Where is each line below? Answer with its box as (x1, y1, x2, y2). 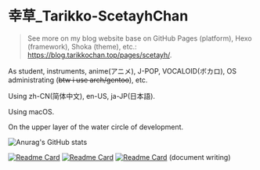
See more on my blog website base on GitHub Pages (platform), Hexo (27, 33, 252, 43)
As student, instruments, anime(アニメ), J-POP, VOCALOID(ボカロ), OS (8, 66, 237, 75)
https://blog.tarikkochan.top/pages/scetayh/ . (27, 50, 172, 60)
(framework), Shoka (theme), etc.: (27, 42, 137, 51)
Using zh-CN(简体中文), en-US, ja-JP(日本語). (8, 91, 155, 100)
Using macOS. (8, 107, 55, 116)
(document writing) (168, 152, 231, 161)
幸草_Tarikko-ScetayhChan (8, 7, 189, 25)
